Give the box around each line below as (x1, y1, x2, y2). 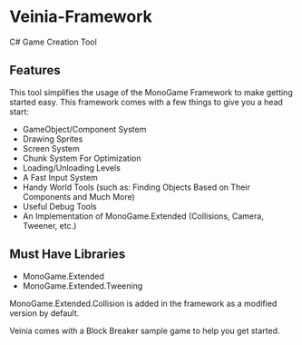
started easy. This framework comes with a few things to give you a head (9, 96, 284, 107)
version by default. (9, 307, 80, 319)
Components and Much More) (22, 191, 136, 202)
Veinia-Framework (9, 6, 152, 27)
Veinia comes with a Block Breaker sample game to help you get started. (9, 325, 280, 336)
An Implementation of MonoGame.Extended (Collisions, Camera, (22, 211, 265, 222)
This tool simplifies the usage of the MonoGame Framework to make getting (9, 86, 293, 97)
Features (9, 63, 61, 78)
